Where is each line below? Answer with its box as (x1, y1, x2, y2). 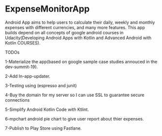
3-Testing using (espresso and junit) (5, 82, 77, 88)
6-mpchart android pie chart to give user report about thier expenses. (5, 116, 144, 121)
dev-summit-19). (5, 64, 38, 70)
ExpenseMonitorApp (5, 3, 90, 15)
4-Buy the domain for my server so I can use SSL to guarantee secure (5, 92, 145, 98)
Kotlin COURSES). (5, 40, 41, 45)
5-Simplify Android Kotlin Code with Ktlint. (5, 106, 89, 112)
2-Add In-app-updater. (5, 73, 51, 79)
